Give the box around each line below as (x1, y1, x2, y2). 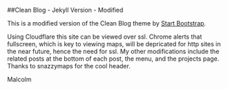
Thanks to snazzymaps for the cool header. (7, 62, 131, 70)
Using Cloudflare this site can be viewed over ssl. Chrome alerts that (7, 32, 202, 41)
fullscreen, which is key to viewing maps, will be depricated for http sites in (7, 40, 221, 48)
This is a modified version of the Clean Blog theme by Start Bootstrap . (7, 19, 206, 27)
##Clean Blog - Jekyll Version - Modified (7, 6, 124, 14)
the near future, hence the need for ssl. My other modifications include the (7, 48, 220, 55)
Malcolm (7, 75, 32, 83)
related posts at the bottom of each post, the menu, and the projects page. (7, 55, 220, 63)
